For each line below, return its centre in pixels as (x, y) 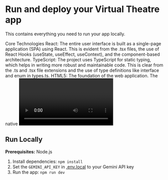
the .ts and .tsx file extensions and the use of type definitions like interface (82, 70)
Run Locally (24, 140)
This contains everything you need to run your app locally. (65, 34)
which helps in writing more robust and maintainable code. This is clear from (84, 65)
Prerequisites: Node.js (29, 151)
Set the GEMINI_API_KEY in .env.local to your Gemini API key (73, 166)
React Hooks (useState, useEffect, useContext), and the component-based (83, 54)
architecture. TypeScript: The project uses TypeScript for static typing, (78, 59)
